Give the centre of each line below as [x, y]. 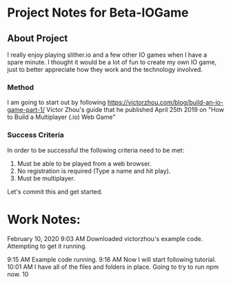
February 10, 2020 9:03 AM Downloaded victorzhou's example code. [105, 238]
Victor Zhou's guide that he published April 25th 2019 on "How [135, 110]
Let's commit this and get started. [55, 191]
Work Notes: [44, 219]
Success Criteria [36, 135]
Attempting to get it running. [47, 246]
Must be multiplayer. [46, 178]
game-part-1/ [26, 110]
